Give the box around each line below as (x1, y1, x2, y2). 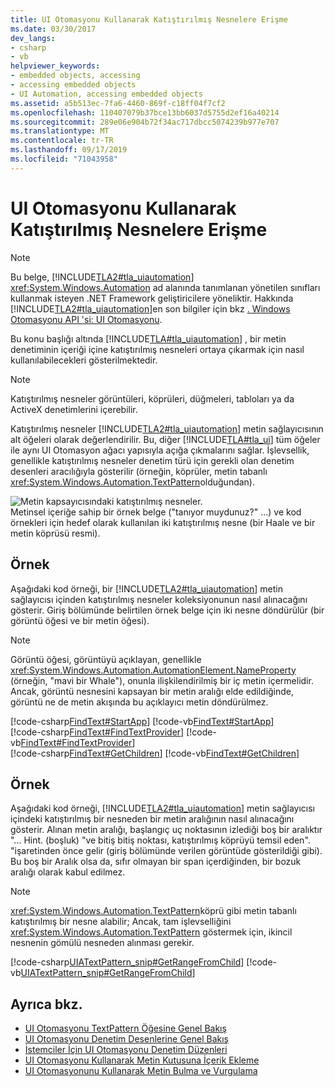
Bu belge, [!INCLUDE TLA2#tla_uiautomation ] (10, 271, 195, 283)
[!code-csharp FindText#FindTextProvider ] (10, 726, 185, 738)
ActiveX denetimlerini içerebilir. (10, 403, 138, 415)
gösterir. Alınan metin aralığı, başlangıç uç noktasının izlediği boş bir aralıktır (10, 824, 323, 836)
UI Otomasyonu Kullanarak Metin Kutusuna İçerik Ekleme (24, 1054, 260, 1066)
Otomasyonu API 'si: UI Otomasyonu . (10, 313, 163, 325)
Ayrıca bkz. (10, 996, 83, 1013)
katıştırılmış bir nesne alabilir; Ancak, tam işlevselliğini (10, 916, 232, 928)
